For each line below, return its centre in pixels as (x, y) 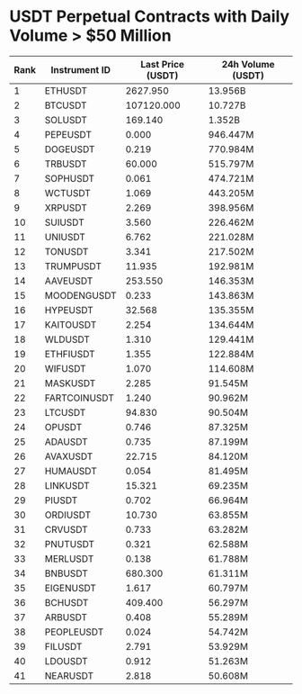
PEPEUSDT (68, 134)
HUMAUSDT (71, 471)
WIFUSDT (66, 368)
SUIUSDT (65, 222)
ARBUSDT (66, 617)
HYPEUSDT (69, 310)
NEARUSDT (69, 675)
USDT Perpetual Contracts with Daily (150, 17)
